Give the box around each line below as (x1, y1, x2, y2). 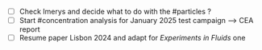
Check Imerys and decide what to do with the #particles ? (19, 7, 211, 16)
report (19, 25, 41, 34)
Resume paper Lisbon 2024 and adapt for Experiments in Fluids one (19, 33, 246, 43)
